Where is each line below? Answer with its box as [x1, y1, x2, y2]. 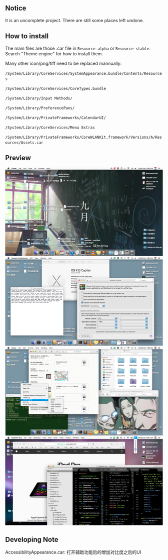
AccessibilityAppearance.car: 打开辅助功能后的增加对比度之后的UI [5, 549, 141, 555]
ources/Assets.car [5, 140, 43, 145]
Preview [5, 154, 31, 162]
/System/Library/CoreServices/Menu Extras [5, 125, 95, 130]
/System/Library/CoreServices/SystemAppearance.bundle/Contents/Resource [5, 71, 162, 76]
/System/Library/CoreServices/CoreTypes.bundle [5, 86, 106, 91]
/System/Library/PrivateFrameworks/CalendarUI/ [5, 115, 106, 120]
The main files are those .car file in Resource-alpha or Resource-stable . [5, 45, 151, 51]
